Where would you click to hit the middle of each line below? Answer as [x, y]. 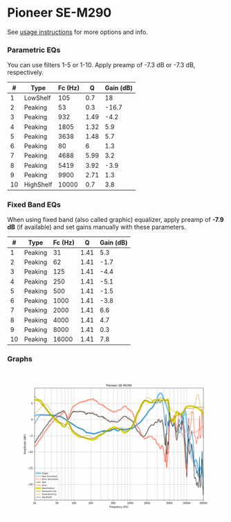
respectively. [25, 72]
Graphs [20, 359]
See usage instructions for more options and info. [78, 32]
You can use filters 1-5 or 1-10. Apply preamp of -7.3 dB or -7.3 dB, [101, 65]
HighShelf [38, 184]
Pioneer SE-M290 [59, 13]
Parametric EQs [34, 50]
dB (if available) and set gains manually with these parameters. [97, 227]
